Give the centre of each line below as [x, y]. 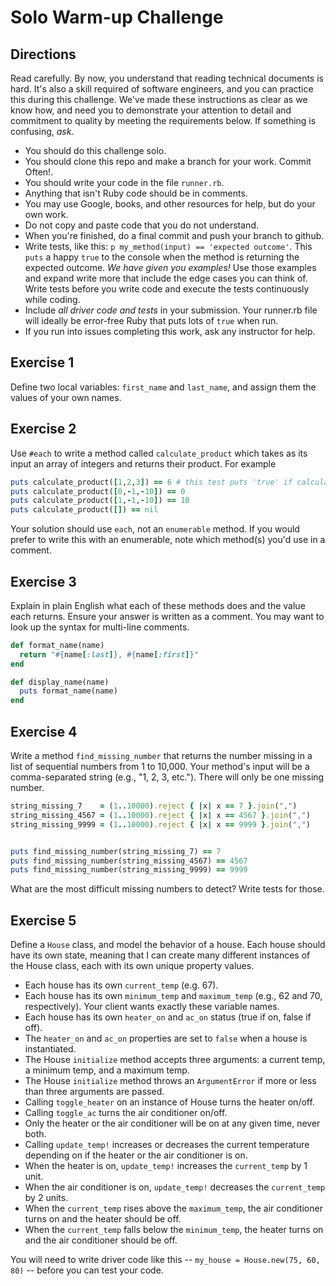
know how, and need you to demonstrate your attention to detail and [151, 110]
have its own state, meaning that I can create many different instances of [160, 955]
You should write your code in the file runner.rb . [124, 182]
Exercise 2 [43, 429]
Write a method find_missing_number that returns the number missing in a [161, 755]
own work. [46, 214]
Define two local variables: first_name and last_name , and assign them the [163, 387]
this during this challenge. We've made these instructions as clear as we [159, 99]
